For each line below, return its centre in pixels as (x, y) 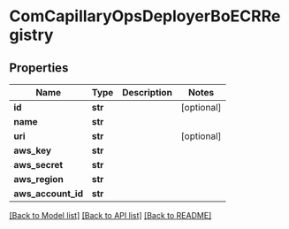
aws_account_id (49, 194)
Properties (39, 68)
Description (147, 92)
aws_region (38, 179)
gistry (31, 35)
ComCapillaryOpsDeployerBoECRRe (145, 16)
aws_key (32, 150)
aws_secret (38, 165)
